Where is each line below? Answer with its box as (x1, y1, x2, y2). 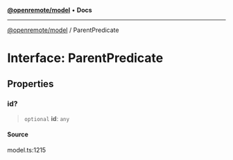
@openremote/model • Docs (7, 6, 92, 14)
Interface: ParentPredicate (7, 50, 164, 66)
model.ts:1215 (7, 146, 46, 154)
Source (7, 130, 29, 138)
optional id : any (24, 114, 70, 122)
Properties (7, 78, 54, 90)
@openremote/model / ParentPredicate (7, 26, 119, 34)
